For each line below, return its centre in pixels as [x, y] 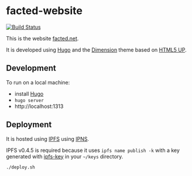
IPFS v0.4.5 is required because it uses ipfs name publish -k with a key [93, 150]
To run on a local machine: [38, 82]
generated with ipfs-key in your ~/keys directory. [65, 156]
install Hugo [29, 94]
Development [31, 68]
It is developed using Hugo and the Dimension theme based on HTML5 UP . [96, 50]
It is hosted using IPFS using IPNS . [48, 138]
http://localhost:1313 [39, 106]
